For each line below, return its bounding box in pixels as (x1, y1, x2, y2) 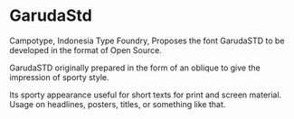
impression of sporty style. (9, 71, 109, 82)
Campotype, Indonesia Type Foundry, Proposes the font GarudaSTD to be (9, 35, 285, 46)
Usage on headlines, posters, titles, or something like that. (9, 98, 226, 109)
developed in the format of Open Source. (9, 44, 163, 55)
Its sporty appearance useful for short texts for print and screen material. (9, 89, 282, 100)
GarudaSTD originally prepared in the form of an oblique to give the (9, 62, 261, 73)
